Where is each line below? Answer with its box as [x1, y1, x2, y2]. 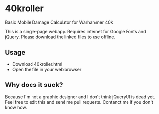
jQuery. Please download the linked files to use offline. [5, 34, 116, 40]
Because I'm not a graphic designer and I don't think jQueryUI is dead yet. [5, 94, 155, 100]
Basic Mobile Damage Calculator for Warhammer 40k [5, 19, 113, 25]
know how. [5, 104, 27, 110]
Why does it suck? [5, 81, 63, 89]
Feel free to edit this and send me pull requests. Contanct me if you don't [5, 99, 154, 105]
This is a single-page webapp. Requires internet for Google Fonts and [5, 28, 146, 34]
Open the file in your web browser [12, 66, 82, 72]
